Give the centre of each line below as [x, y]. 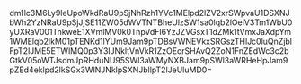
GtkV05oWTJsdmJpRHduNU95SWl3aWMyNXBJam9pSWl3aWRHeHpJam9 [149, 60]
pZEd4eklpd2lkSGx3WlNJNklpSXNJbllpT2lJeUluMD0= [111, 70]
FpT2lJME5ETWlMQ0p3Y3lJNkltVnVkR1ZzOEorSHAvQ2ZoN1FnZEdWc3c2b [149, 51]
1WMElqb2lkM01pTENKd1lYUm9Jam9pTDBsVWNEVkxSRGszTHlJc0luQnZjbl [151, 41]
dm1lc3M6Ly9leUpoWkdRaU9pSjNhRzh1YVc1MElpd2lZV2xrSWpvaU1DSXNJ [150, 13]
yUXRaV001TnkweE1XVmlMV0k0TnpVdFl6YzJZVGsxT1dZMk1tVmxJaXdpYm [150, 32]
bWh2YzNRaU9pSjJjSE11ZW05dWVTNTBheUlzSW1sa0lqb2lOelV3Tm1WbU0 [151, 22]
